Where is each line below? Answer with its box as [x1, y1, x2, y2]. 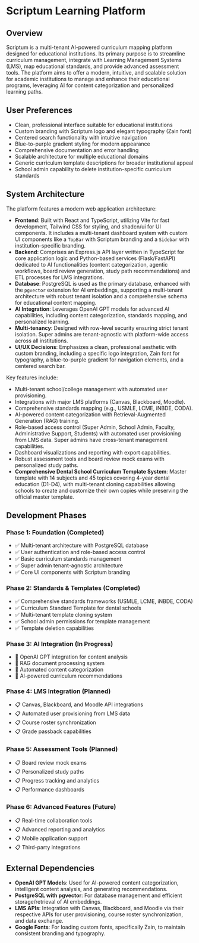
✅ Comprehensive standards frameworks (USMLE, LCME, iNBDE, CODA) [14, 598, 193, 605]
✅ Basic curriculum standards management [14, 555, 122, 562]
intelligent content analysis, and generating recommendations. [14, 885, 168, 892]
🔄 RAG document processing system [14, 659, 105, 666]
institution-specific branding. [14, 242, 86, 249]
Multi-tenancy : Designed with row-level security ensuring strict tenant [14, 324, 188, 332]
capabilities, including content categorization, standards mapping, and [14, 311, 188, 319]
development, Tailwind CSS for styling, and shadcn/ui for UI [14, 222, 162, 230]
